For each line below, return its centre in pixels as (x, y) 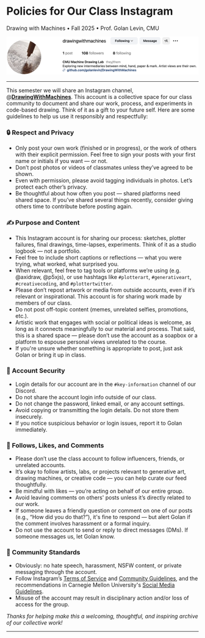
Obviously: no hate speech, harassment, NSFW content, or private (98, 565)
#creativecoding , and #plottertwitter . (64, 284)
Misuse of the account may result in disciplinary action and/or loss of (102, 598)
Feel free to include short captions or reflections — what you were (98, 258)
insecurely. (29, 416)
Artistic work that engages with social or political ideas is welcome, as (103, 322)
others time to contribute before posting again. (74, 206)
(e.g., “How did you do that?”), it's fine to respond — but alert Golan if (103, 517)
